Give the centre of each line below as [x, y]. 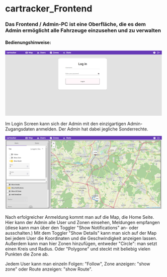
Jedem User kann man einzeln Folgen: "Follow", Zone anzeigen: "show [78, 264]
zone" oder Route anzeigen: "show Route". [49, 269]
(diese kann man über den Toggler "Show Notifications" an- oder [72, 228]
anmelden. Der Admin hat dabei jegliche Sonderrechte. [92, 129]
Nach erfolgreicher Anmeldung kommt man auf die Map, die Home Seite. [80, 217]
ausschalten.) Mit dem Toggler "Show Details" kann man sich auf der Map [81, 233]
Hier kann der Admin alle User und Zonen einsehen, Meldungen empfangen [83, 223]
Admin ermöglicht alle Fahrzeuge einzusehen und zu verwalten [83, 30]
